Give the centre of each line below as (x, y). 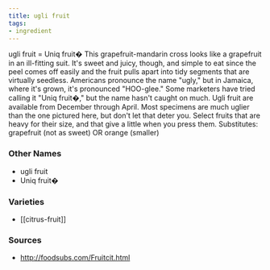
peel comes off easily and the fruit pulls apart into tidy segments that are (129, 72)
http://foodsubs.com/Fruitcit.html (75, 258)
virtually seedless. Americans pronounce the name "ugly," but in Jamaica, (131, 81)
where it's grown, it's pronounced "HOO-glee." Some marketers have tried (132, 89)
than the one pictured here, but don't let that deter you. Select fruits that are (134, 116)
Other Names (35, 154)
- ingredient (30, 31)
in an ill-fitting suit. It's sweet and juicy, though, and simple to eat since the (132, 63)
